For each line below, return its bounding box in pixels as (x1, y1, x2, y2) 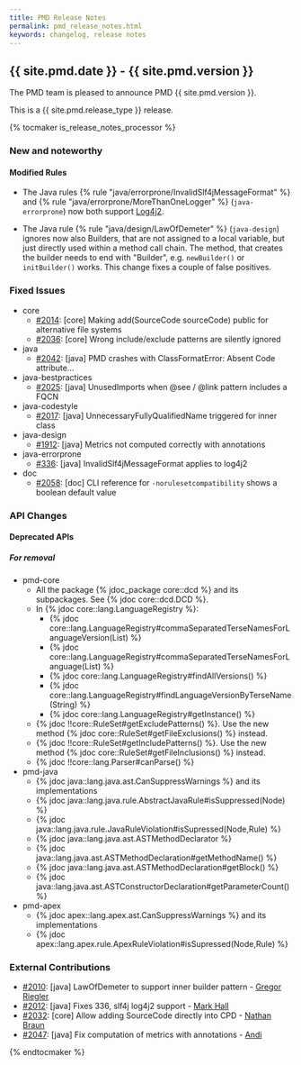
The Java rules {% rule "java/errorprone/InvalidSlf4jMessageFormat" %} (22, 187, 291, 198)
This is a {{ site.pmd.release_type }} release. (9, 105, 173, 115)
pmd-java (22, 767, 58, 778)
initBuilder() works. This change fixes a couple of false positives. (22, 262, 272, 273)
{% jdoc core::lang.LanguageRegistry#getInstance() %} (49, 709, 256, 720)
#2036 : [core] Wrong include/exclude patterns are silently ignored (35, 333, 281, 344)
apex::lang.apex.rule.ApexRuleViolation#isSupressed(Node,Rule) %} (35, 939, 289, 950)
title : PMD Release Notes (9, 13, 106, 23)
